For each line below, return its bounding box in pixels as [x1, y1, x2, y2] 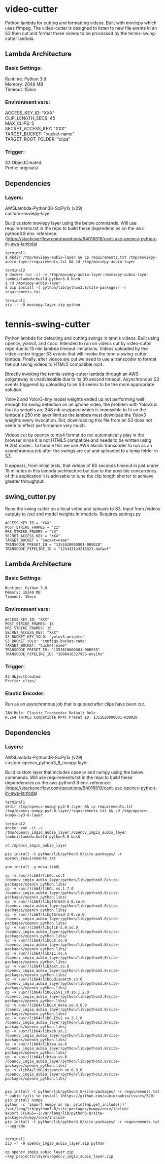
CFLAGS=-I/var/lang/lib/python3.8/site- [20, 1111, 105, 1116]
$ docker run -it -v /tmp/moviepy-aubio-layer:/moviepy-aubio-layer [5, 272, 149, 277]
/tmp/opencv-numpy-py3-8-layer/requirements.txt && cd [5, 808, 120, 813]
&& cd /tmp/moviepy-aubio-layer [68, 259, 135, 264]
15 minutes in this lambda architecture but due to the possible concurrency [5, 467, 157, 473]
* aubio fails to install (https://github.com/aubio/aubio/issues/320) [5, 1093, 155, 1098]
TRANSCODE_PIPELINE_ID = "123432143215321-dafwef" [5, 546, 111, 551]
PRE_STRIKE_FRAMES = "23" [5, 529, 58, 534]
